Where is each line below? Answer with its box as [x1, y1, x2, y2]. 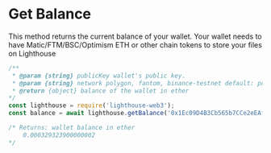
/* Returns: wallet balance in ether [8, 124, 135, 132]
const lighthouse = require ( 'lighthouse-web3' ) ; [8, 101, 175, 110]
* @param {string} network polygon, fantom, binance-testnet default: [11, 79, 254, 87]
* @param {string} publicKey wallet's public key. [11, 72, 186, 80]
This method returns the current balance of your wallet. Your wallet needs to [8, 31, 262, 41]
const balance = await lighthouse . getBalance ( [8, 110, 168, 118]
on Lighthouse [8, 48, 56, 58]
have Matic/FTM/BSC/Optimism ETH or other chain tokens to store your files [8, 39, 262, 49]
